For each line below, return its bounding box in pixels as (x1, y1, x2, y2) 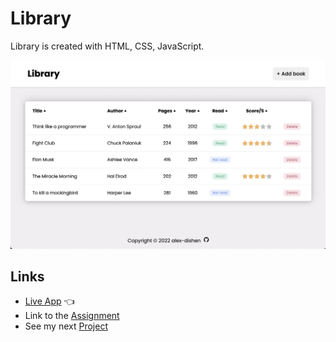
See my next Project (24, 320, 108, 332)
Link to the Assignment (24, 310, 120, 322)
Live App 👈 (24, 295, 75, 307)
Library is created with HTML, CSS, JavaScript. (10, 40, 205, 52)
